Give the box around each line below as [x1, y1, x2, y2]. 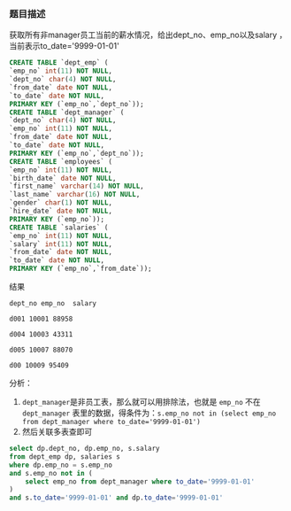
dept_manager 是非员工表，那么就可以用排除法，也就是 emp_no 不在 [21, 397, 261, 407]
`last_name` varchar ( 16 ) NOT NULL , [9, 190, 141, 199]
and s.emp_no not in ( [9, 468, 93, 477]
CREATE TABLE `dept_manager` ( [9, 108, 125, 117]
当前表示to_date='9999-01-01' [9, 41, 119, 51]
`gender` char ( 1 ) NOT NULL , [9, 198, 113, 207]
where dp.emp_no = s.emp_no [9, 461, 113, 469]
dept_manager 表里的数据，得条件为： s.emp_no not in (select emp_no [21, 407, 277, 418]
